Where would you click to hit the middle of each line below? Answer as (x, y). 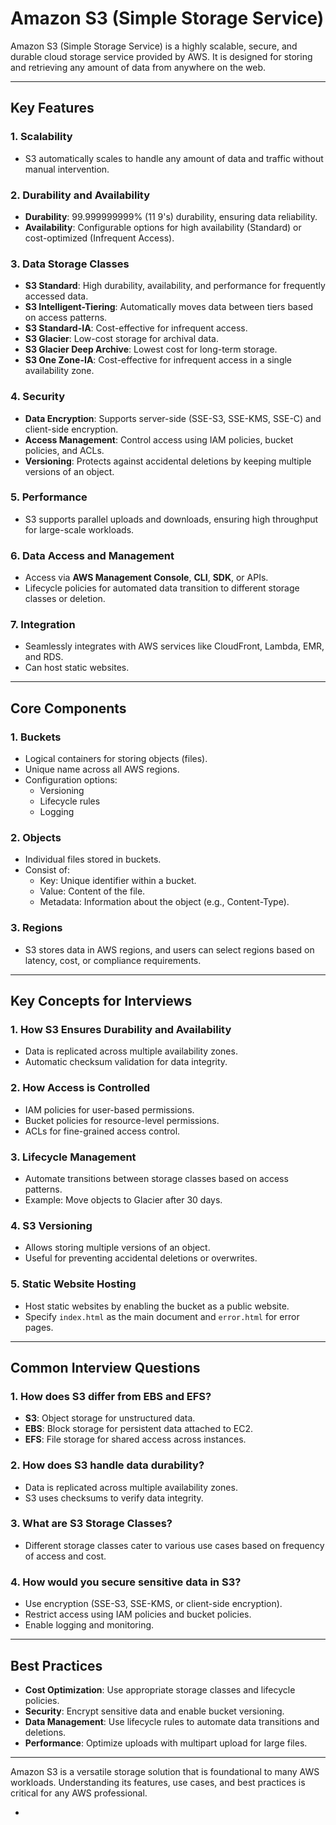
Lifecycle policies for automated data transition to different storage (162, 588)
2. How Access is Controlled (80, 1088)
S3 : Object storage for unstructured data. (110, 1418)
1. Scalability (41, 137)
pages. (39, 1327)
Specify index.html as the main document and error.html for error (162, 1316)
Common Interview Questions (105, 1367)
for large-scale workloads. (79, 529)
